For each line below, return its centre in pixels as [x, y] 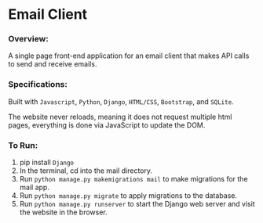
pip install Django [47, 163]
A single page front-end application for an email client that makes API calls [129, 56]
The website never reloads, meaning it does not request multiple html [120, 117]
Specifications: [38, 85]
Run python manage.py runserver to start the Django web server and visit [137, 204]
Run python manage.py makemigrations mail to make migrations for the [134, 179]
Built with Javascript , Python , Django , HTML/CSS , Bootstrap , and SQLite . [121, 101]
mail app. [34, 187]
